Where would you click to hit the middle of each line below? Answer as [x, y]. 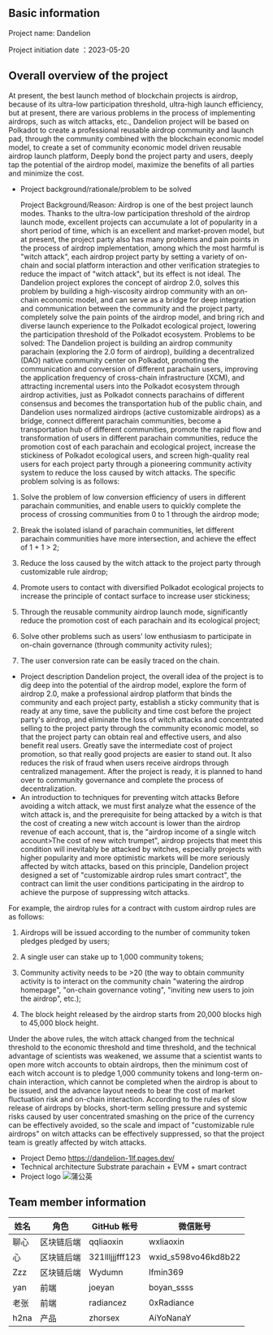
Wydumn [106, 1272]
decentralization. [48, 789]
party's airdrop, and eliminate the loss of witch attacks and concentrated [142, 720]
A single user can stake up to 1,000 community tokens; [112, 957]
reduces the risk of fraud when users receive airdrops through [124, 763]
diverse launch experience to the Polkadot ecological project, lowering [138, 325]
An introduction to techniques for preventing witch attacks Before [130, 797]
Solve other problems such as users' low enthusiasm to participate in [136, 636]
